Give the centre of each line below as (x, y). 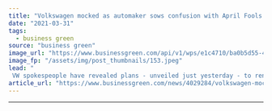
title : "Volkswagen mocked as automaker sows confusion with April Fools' (137, 16)
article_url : (30, 83)
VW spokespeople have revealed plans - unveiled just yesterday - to (132, 76)
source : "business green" (52, 46)
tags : (17, 31)
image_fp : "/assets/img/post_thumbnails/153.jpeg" (96, 61)
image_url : (27, 53)
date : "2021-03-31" (41, 23)
